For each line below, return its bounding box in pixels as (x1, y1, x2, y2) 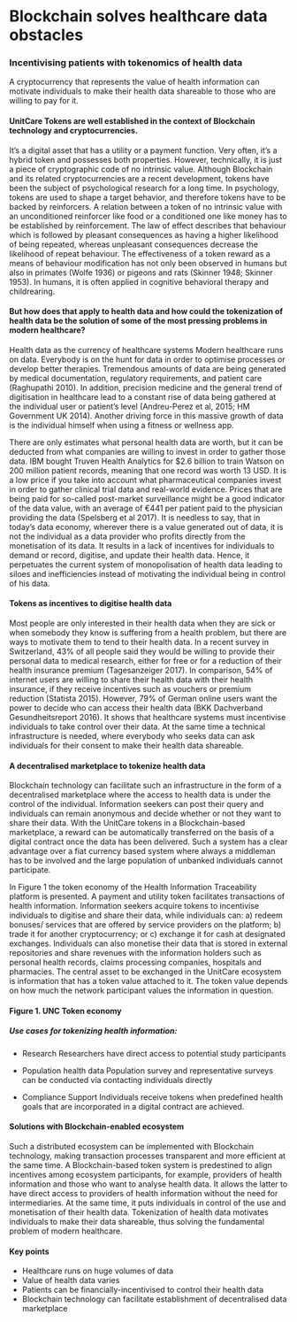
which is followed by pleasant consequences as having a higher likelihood (9, 229, 278, 240)
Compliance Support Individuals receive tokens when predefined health (21, 1091, 284, 1103)
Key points (9, 1246, 50, 1257)
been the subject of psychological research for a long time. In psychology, (9, 182, 280, 193)
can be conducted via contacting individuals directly (21, 1074, 213, 1085)
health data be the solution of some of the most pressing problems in (9, 316, 268, 327)
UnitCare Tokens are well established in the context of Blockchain (9, 116, 255, 127)
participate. (9, 865, 51, 875)
